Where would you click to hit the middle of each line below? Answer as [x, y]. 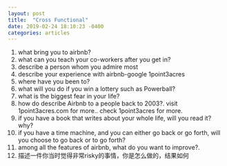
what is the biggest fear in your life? [69, 96]
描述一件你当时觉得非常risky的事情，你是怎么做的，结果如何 [103, 156]
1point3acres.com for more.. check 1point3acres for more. [100, 111]
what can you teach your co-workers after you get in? [94, 60]
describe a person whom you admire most [78, 67]
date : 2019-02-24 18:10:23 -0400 [56, 26]
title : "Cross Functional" [48, 20]
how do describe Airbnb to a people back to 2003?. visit [98, 103]
